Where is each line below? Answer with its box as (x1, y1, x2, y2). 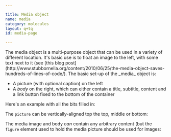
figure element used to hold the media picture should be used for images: (5, 126, 161, 132)
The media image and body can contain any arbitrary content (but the (5, 121, 152, 127)
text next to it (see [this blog (5, 60, 65, 66)
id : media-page (5, 31, 38, 36)
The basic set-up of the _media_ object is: (68, 71, 157, 77)
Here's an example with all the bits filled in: (5, 101, 95, 107)
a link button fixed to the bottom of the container (12, 91, 115, 97)
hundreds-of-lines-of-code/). (5, 71, 67, 77)
